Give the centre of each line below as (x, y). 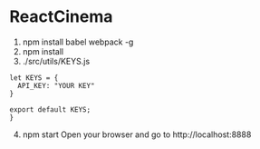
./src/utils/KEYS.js (56, 61)
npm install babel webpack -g (78, 42)
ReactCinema (61, 17)
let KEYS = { (34, 78)
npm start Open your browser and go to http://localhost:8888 (137, 134)
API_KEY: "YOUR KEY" (56, 85)
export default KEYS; (50, 109)
